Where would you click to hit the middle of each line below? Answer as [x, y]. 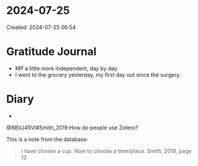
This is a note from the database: [47, 139]
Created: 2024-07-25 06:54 [41, 27]
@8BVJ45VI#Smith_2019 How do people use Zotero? [72, 127]
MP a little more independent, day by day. [67, 68]
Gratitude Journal [51, 52]
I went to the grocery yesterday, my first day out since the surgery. [98, 75]
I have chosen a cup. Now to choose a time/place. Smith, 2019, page [106, 151]
